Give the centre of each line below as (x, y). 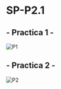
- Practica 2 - (31, 65)
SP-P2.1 (25, 10)
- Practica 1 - (30, 33)
